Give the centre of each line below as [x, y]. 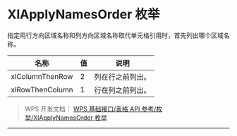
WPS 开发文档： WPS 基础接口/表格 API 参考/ [90, 109]
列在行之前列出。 [122, 77]
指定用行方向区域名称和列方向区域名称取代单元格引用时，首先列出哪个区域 [115, 35]
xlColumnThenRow [42, 76]
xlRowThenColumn [42, 89]
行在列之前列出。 [122, 90]
